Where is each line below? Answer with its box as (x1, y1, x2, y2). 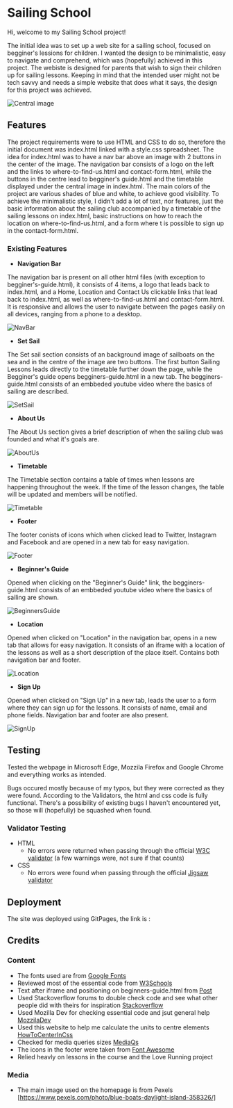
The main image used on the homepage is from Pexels (17, 1086, 173, 1094)
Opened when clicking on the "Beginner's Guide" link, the (7, 578, 172, 587)
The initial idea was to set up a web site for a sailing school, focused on (7, 41, 212, 49)
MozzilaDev (17, 1016, 51, 1024)
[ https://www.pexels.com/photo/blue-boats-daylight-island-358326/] (17, 1093, 216, 1101)
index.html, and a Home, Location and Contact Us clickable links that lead (7, 288, 218, 296)
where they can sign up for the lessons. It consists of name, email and (7, 703, 207, 712)
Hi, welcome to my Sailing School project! (7, 28, 126, 36)
